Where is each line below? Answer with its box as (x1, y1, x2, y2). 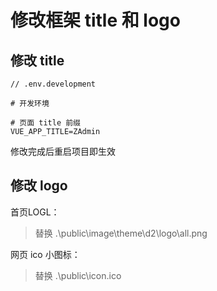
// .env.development (10, 79, 97, 89)
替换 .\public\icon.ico (34, 269, 122, 281)
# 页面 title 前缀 (10, 118, 81, 128)
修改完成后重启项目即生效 (10, 146, 116, 157)
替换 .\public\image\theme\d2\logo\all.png (34, 227, 208, 239)
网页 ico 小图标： (10, 248, 81, 260)
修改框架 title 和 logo (10, 9, 181, 32)
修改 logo (10, 177, 68, 195)
